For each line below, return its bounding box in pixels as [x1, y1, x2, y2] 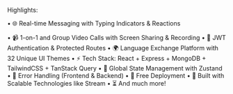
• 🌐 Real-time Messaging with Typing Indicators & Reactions [7, 19, 181, 27]
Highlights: [7, 6, 38, 14]
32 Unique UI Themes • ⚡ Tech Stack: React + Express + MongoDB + [7, 55, 207, 62]
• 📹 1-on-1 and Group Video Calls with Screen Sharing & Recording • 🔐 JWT [7, 34, 226, 41]
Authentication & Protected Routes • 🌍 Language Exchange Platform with [7, 44, 219, 52]
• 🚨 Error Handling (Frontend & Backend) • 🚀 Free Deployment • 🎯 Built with [7, 72, 225, 79]
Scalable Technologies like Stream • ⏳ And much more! [7, 79, 166, 87]
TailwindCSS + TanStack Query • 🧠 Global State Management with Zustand [7, 64, 223, 72]
